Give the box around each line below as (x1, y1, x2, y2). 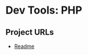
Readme (14, 43, 35, 50)
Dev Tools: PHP (5, 4, 83, 17)
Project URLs (5, 27, 54, 37)
